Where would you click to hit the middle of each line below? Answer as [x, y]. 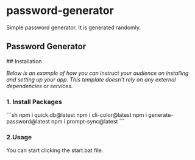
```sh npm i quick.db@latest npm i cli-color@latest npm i [77, 115]
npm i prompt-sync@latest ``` [88, 122]
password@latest [28, 122]
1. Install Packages [34, 102]
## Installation [24, 61]
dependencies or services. [40, 86]
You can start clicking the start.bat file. [55, 150]
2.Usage [19, 137]
